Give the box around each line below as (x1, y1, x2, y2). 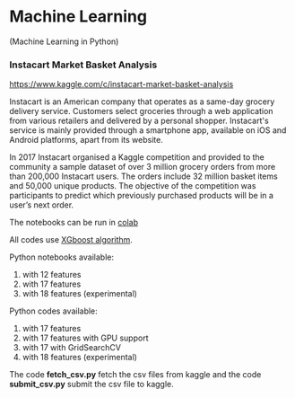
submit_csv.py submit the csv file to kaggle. (9, 379, 175, 390)
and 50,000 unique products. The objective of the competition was (9, 181, 256, 191)
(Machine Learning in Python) (9, 36, 119, 47)
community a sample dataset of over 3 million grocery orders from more (9, 162, 276, 172)
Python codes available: (9, 305, 99, 316)
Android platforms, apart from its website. (9, 135, 163, 146)
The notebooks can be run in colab (9, 217, 139, 228)
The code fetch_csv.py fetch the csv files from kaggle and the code (9, 369, 262, 380)
